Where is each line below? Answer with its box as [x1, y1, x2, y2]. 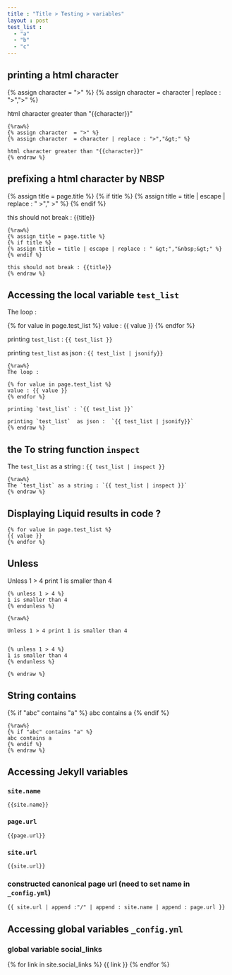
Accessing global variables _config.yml [7, 923, 183, 935]
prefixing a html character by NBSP [7, 173, 165, 185]
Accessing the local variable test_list [7, 289, 180, 301]
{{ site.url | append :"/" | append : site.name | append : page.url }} [7, 904, 226, 911]
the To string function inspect [7, 443, 140, 456]
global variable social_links [7, 944, 102, 954]
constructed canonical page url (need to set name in [7, 879, 190, 889]
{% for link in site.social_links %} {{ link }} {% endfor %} [7, 960, 170, 969]
